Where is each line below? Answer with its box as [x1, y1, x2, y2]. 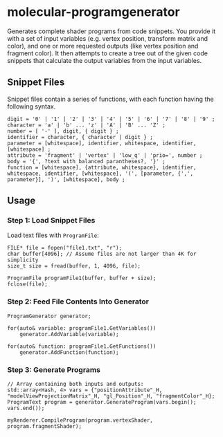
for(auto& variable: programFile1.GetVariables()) [7, 324, 157, 332]
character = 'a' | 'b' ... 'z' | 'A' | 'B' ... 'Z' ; [7, 122, 166, 129]
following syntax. [7, 102, 56, 111]
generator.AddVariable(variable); [19, 331, 119, 337]
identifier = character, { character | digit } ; [7, 133, 154, 140]
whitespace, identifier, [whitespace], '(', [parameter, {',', [7, 170, 194, 177]
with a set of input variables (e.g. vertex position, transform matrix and [7, 34, 208, 42]
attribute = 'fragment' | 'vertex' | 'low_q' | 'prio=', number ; [7, 151, 203, 159]
